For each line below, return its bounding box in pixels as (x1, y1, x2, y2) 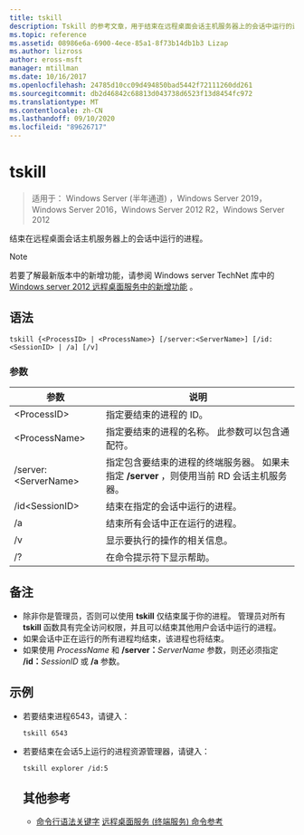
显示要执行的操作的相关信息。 (105, 534, 233, 547)
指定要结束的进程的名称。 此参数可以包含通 (105, 426, 290, 438)
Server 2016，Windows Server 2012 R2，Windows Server (68, 204, 285, 215)
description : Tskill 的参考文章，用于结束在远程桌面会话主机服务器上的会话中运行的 (9, 22, 292, 31)
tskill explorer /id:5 (22, 763, 109, 773)
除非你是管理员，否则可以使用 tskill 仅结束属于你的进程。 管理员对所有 (22, 610, 286, 621)
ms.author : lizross (9, 47, 83, 56)
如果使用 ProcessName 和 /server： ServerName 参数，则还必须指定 (22, 644, 279, 655)
